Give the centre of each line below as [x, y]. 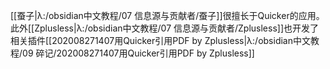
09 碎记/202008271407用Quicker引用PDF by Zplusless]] [138, 53]
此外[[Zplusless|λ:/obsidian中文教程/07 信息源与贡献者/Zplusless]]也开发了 [165, 28]
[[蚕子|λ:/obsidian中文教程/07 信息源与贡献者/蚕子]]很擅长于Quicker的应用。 [167, 15]
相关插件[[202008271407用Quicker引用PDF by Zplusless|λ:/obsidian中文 [160, 40]
